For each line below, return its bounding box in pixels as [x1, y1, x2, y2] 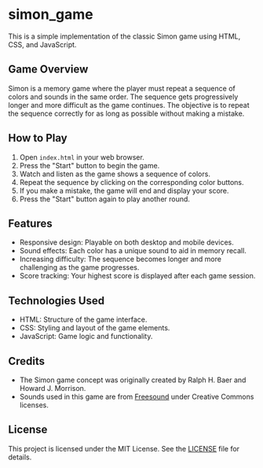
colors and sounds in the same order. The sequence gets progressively [8, 92, 239, 101]
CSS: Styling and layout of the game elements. [19, 323, 170, 333]
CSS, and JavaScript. [8, 39, 77, 49]
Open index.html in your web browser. [19, 152, 145, 162]
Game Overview [8, 63, 89, 76]
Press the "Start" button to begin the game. [19, 160, 160, 170]
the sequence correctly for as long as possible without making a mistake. [8, 109, 245, 118]
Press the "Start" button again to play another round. [19, 194, 191, 204]
